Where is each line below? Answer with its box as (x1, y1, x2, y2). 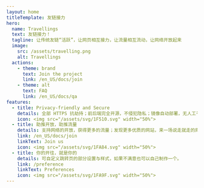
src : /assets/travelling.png (17, 49, 91, 55)
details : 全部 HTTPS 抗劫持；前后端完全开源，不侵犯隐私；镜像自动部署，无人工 (17, 110, 196, 116)
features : (6, 99, 32, 105)
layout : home (6, 8, 39, 15)
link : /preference (17, 161, 64, 167)
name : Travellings (12, 25, 59, 32)
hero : (6, 20, 20, 26)
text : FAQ (22, 88, 47, 94)
